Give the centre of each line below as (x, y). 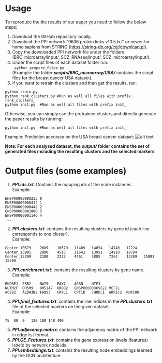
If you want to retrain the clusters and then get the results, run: (74, 83)
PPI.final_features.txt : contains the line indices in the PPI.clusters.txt (82, 301)
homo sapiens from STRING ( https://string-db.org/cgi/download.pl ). (80, 47)
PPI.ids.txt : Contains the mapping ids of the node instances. (72, 184)
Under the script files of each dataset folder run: (60, 62)
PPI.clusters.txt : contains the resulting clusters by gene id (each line (81, 228)
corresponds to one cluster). (40, 234)
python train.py (21, 92)
